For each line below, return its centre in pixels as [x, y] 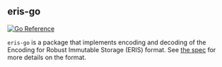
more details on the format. [47, 57]
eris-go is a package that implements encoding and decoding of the [107, 42]
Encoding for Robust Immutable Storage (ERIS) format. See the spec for [112, 49]
